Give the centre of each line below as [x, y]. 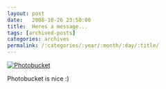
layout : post [26, 13]
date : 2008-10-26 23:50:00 [49, 20]
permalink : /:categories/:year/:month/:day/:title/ [83, 46]
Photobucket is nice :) [38, 79]
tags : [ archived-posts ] [41, 33]
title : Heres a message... [48, 26]
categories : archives [38, 39]
